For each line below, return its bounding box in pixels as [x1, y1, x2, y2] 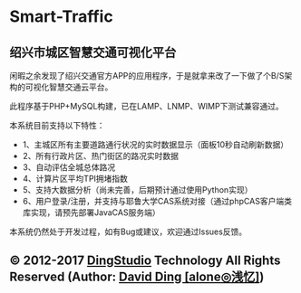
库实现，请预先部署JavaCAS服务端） [22, 207, 160, 218]
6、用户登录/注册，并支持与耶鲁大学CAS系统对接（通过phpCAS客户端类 [22, 196, 293, 206]
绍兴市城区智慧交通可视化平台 [9, 44, 177, 60]
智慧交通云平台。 [48, 81, 113, 92]
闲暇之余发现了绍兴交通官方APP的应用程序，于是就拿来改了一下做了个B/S [9, 71, 285, 80]
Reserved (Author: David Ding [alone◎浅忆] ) [9, 269, 265, 285]
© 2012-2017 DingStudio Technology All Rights [9, 253, 281, 269]
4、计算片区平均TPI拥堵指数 [22, 174, 129, 184]
